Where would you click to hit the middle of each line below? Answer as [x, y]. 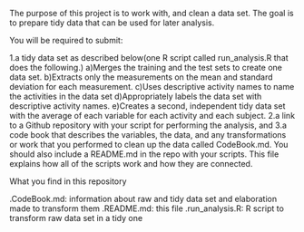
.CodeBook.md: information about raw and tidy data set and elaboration [143, 199]
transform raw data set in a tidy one [76, 218]
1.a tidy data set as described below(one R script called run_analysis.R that [149, 58]
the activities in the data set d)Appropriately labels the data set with [136, 96]
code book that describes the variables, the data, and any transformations [148, 135]
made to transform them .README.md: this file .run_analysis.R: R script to [147, 208]
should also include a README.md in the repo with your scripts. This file [144, 154]
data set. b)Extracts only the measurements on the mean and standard [142, 77]
